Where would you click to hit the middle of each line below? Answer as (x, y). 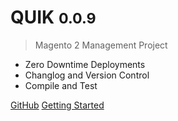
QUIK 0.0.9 (53, 17)
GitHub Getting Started (57, 105)
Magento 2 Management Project (101, 45)
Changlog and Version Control (87, 75)
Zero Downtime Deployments (85, 64)
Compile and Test (61, 85)
